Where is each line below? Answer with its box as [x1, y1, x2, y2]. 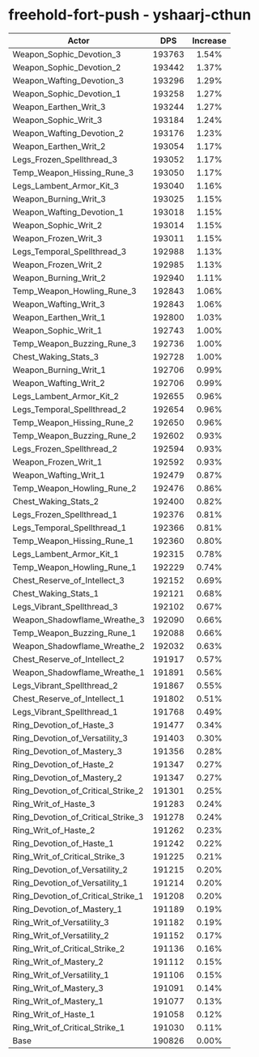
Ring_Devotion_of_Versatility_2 [12, 864, 128, 875]
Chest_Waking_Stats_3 [12, 350, 100, 362]
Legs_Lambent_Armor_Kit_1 [12, 548, 120, 559]
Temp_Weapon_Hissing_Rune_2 [12, 417, 134, 428]
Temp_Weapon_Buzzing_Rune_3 [12, 337, 137, 349]
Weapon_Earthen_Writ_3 [12, 101, 106, 112]
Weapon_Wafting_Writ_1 [12, 469, 105, 481]
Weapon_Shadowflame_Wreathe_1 [12, 666, 146, 677]
